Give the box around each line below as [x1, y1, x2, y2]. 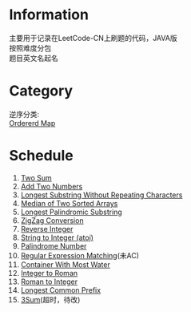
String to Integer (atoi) [20, 233, 94, 242]
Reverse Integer [20, 224, 74, 233]
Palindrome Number [20, 241, 87, 250]
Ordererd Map [9, 118, 56, 128]
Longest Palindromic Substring [20, 207, 122, 217]
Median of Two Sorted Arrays [20, 198, 118, 208]
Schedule [9, 147, 74, 165]
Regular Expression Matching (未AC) [20, 250, 139, 260]
